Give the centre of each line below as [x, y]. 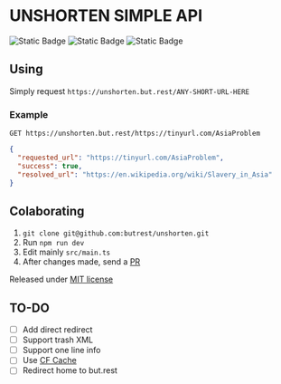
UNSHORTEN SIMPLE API [106, 16]
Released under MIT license [61, 279]
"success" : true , [50, 166]
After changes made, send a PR [81, 262]
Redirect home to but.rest [70, 370]
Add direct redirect [57, 330]
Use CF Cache [49, 360]
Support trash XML [58, 340]
